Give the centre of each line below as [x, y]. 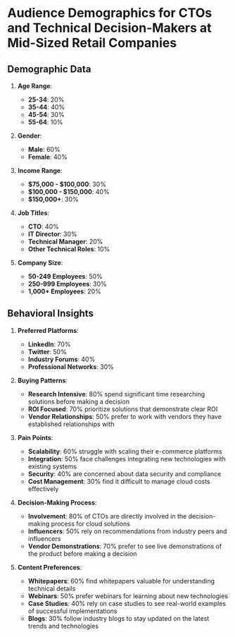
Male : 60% [44, 149]
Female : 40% [48, 157]
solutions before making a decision [79, 401]
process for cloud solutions [90, 523]
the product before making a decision [82, 553]
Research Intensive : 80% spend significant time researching [116, 394]
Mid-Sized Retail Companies [92, 43]
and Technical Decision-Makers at [110, 28]
